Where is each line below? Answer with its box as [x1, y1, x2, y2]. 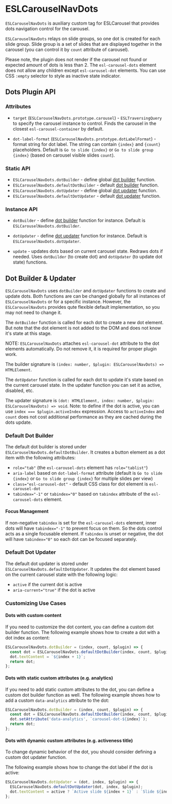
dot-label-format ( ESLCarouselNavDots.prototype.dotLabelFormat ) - [12, 136, 156, 142]
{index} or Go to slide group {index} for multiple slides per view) [12, 476, 153, 482]
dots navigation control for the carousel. [5, 25, 90, 31]
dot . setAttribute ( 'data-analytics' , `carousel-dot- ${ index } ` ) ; [10, 717, 147, 722]
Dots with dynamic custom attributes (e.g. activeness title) [5, 737, 133, 743]
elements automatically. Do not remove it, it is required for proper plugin [5, 346, 157, 352]
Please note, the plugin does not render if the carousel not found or [5, 56, 147, 62]
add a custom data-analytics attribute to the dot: [5, 697, 110, 703]
